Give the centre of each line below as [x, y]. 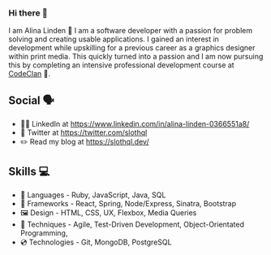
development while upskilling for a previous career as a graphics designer [132, 48]
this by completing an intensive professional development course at [121, 65]
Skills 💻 [29, 171]
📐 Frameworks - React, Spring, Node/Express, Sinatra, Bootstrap [128, 203]
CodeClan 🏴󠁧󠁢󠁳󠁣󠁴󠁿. [30, 74]
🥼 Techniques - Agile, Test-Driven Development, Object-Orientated [132, 224]
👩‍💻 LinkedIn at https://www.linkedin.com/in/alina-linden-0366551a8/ [135, 124]
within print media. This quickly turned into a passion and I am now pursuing [136, 57]
